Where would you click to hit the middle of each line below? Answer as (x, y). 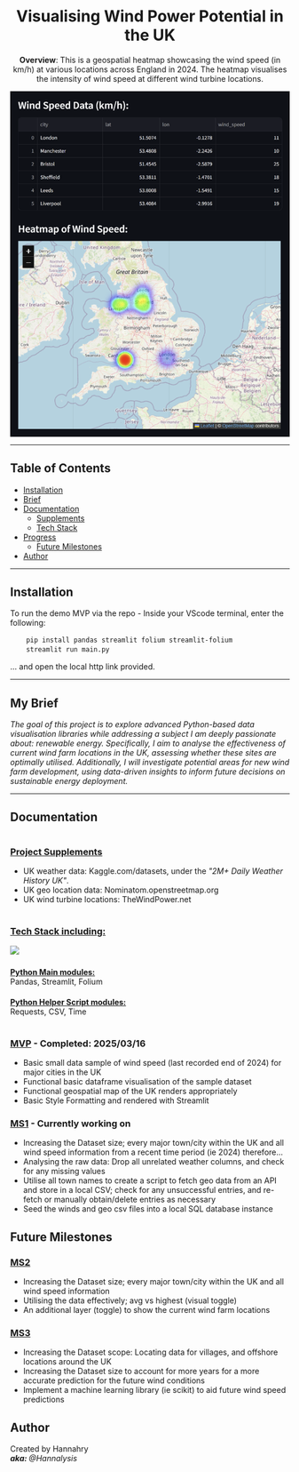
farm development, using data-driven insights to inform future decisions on (148, 772)
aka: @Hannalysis (44, 1459)
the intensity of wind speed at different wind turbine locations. (150, 78)
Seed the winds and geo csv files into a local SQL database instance (148, 1209)
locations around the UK (67, 1362)
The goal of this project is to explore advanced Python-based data (133, 724)
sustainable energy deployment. (69, 780)
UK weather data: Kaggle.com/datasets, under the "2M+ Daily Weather (153, 871)
